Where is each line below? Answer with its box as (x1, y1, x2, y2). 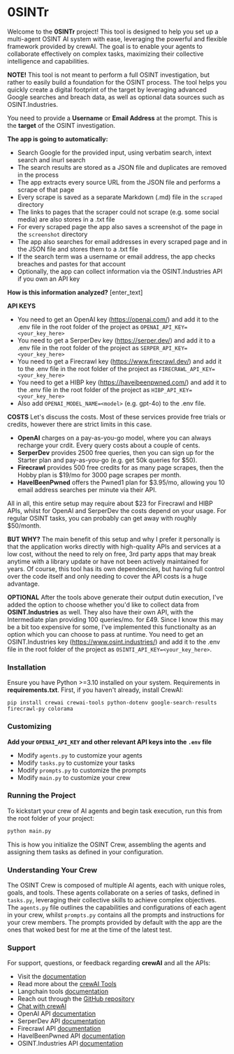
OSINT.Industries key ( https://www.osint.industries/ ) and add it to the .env (7, 637, 221, 646)
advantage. (7, 579, 40, 588)
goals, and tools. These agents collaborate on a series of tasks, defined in (7, 888, 220, 897)
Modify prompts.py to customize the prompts (17, 766, 147, 774)
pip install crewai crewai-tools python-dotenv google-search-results (7, 700, 217, 707)
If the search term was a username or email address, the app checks (17, 252, 215, 261)
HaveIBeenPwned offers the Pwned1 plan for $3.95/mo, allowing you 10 (17, 478, 226, 486)
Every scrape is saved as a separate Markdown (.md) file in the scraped (17, 193, 223, 201)
